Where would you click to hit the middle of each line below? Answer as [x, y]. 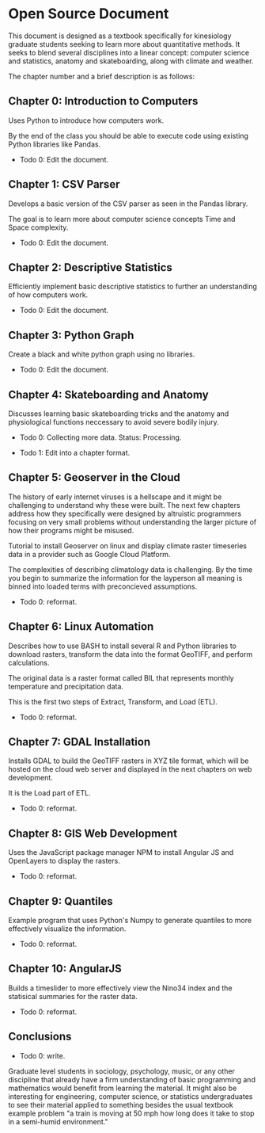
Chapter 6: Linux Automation [81, 627]
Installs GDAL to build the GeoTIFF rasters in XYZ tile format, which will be [129, 761]
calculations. [29, 662]
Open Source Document [89, 14]
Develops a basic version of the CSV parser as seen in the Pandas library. [128, 204]
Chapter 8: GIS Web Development [93, 833]
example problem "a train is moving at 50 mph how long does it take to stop [131, 1113]
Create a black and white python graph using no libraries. [102, 354]
